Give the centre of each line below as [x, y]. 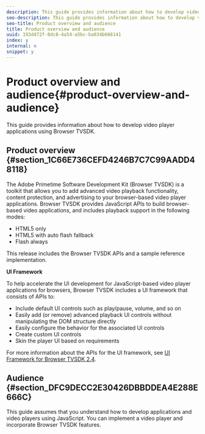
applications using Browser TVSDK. [51, 131]
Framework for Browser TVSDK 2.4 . [51, 359]
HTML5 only [31, 228]
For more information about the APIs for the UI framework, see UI [88, 352]
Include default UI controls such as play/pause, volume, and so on [98, 308]
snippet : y [20, 52]
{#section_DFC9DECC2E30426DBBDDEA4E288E [102, 387]
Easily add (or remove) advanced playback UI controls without [93, 314]
